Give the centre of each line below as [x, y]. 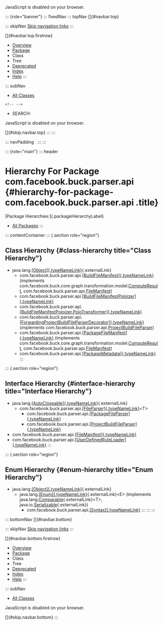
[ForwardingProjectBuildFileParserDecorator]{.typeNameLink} [82, 322]
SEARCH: [21, 113]
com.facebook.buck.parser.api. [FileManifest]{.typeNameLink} [74, 434]
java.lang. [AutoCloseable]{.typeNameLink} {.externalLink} [70, 403]
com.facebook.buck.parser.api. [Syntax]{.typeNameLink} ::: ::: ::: [91, 510]
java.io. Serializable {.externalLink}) [54, 505]
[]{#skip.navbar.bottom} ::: [32, 617]
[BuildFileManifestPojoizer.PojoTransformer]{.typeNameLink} [81, 312]
